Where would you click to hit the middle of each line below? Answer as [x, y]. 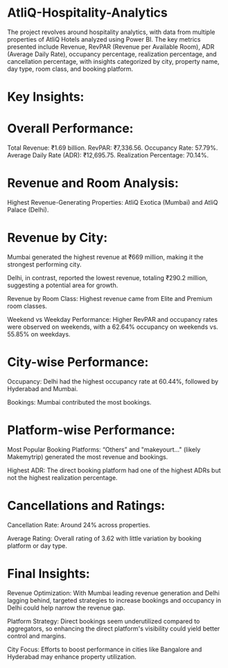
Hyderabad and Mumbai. [43, 388]
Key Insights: [46, 97]
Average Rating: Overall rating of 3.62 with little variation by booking [105, 538]
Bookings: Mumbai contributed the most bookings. [79, 402]
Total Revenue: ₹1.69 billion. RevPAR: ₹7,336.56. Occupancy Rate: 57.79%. [113, 148]
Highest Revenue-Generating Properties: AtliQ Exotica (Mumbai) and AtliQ [113, 202]
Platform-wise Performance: [91, 430]
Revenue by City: [58, 238]
